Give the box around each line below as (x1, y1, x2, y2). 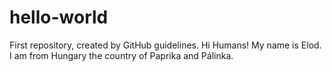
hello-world (9, 6, 109, 29)
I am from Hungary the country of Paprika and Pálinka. (9, 49, 234, 61)
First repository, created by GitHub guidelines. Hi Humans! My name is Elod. (9, 39, 322, 51)
